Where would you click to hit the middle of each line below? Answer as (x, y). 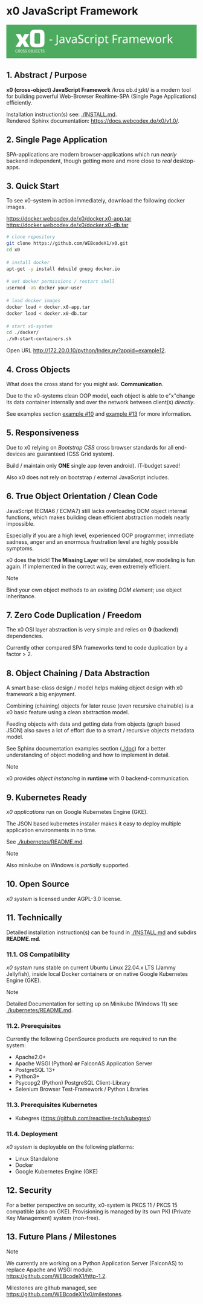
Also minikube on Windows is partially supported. (68, 865)
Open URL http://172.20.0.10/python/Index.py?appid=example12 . (86, 350)
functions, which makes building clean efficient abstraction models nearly (98, 517)
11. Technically (34, 918)
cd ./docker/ (23, 333)
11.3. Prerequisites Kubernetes (52, 1105)
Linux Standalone (37, 1158)
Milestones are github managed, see (52, 1288)
